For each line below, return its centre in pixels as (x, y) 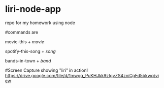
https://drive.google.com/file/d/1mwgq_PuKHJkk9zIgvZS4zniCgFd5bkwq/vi (82, 75)
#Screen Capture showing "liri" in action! (47, 70)
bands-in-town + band (28, 60)
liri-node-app (33, 9)
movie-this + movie (25, 42)
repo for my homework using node (40, 23)
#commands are (22, 32)
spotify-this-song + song (30, 51)
